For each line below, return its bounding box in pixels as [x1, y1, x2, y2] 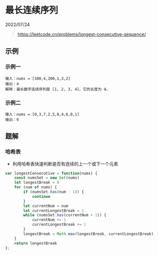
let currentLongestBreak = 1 [23, 208, 84, 213]
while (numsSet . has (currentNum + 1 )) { [23, 213, 107, 218]
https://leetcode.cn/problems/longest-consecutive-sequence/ [17, 31, 146, 37]
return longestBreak [14, 240, 57, 246]
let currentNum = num [23, 203, 69, 208]
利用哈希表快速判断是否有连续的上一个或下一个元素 [12, 161, 118, 167]
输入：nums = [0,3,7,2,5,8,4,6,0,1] [5, 111, 80, 117]
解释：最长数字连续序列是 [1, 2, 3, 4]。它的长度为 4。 [5, 86, 110, 92]
